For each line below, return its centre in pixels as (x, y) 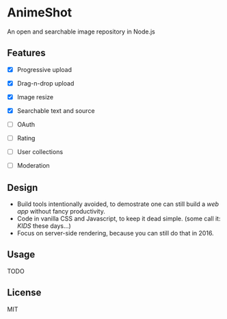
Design (23, 187)
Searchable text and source (56, 110)
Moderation (33, 166)
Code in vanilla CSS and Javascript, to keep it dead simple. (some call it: (119, 219)
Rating (26, 138)
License (24, 293)
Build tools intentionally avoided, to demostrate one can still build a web (118, 204)
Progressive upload (44, 69)
